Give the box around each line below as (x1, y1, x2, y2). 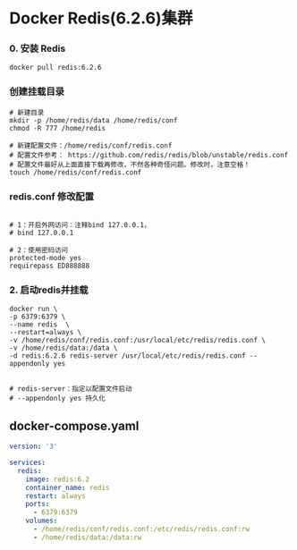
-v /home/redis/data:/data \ (9, 343, 118, 353)
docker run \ (9, 305, 58, 314)
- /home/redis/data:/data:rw (32, 533, 142, 542)
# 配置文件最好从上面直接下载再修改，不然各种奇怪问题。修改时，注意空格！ (9, 160, 250, 169)
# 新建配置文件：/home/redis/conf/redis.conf (9, 140, 173, 150)
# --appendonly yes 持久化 (9, 394, 106, 403)
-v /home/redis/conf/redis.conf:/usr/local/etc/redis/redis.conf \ (9, 336, 267, 345)
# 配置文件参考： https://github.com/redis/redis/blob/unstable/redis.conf (9, 150, 289, 159)
